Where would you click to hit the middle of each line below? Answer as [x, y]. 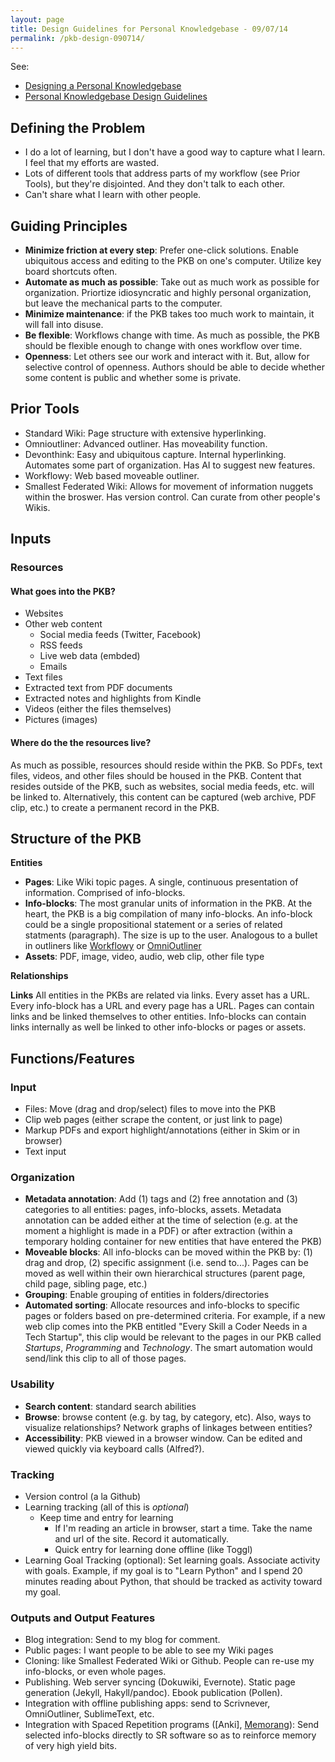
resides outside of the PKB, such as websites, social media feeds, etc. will [162, 786]
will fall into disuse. [64, 324]
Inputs [31, 539]
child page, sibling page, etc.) [86, 1284]
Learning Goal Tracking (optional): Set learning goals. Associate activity [172, 1560]
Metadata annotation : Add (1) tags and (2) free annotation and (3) [161, 1199]
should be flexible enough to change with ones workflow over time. [163, 345]
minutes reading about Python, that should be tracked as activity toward [173, 1581]
